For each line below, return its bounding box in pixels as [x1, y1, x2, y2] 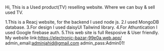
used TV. [5, 9, 23, 15]
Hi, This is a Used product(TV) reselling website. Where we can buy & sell [5, 4, 155, 10]
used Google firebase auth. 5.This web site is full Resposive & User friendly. [5, 30, 159, 35]
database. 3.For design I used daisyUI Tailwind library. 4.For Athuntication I [5, 24, 158, 30]
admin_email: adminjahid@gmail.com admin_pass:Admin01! [5, 40, 125, 46]
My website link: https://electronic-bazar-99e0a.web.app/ [5, 35, 122, 41]
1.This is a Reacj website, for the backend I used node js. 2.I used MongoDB [5, 19, 159, 25]
